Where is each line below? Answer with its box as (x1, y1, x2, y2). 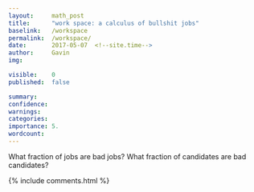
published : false (8, 78, 70, 86)
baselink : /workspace (8, 26, 88, 34)
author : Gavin (8, 49, 70, 57)
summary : (8, 93, 38, 101)
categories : (8, 115, 48, 123)
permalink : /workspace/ (8, 34, 92, 42)
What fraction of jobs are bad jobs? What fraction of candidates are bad (8, 151, 247, 161)
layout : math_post (8, 11, 84, 20)
